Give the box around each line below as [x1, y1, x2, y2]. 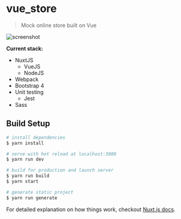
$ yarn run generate [6, 194, 58, 201]
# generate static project [6, 189, 74, 195]
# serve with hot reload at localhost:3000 [6, 151, 117, 157]
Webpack [14, 76, 39, 83]
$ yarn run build [6, 173, 50, 179]
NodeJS [23, 69, 44, 76]
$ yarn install [6, 140, 44, 146]
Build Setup [6, 119, 50, 129]
